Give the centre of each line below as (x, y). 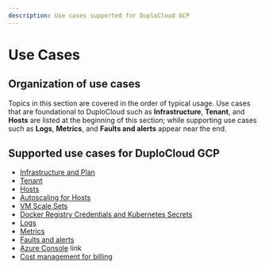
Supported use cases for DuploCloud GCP (114, 154)
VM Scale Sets (44, 206)
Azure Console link (50, 248)
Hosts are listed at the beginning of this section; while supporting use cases (132, 120)
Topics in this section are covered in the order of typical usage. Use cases (130, 103)
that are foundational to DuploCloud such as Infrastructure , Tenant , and (127, 111)
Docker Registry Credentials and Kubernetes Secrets (106, 214)
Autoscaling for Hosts (55, 198)
